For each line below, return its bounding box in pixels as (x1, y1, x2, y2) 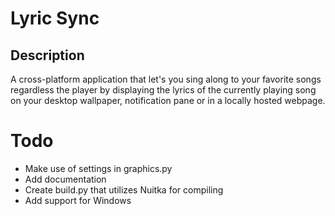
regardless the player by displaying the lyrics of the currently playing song (10, 84, 317, 96)
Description (10, 47, 85, 64)
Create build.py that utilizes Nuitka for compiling (24, 183, 224, 196)
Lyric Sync (10, 7, 100, 30)
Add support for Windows (24, 194, 132, 206)
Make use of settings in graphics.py (24, 162, 173, 174)
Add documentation (24, 173, 107, 185)
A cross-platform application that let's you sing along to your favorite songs (10, 73, 322, 85)
